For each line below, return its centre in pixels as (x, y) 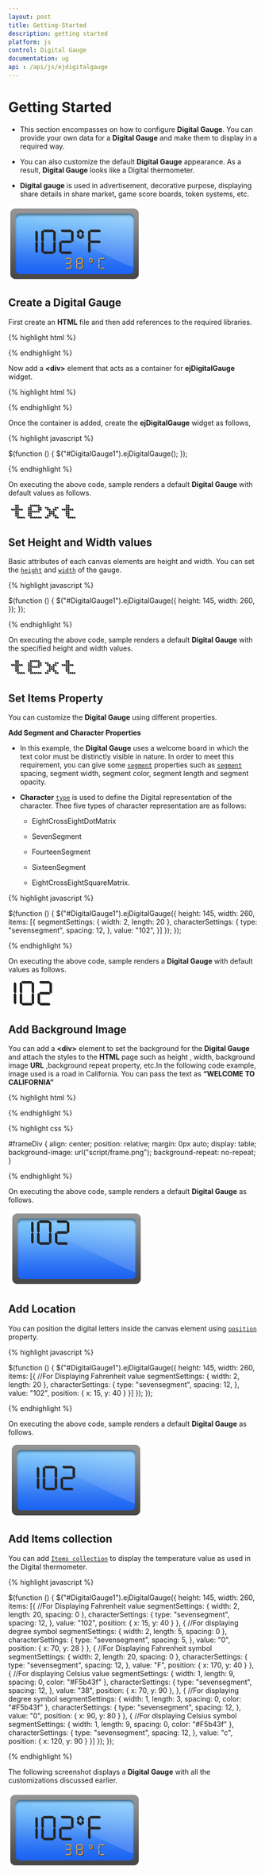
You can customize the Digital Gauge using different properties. (113, 717)
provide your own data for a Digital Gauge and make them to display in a (138, 137)
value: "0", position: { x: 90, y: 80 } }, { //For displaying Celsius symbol (123, 1715)
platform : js (30, 42)
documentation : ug (38, 59)
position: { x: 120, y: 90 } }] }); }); (61, 1741)
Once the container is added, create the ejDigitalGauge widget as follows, (130, 423)
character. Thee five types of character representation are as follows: (133, 806)
